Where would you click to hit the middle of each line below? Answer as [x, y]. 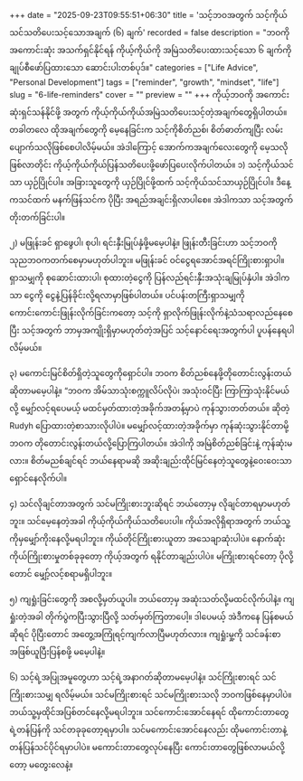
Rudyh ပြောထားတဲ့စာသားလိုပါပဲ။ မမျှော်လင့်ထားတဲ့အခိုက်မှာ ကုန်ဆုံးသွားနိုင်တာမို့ [149, 426]
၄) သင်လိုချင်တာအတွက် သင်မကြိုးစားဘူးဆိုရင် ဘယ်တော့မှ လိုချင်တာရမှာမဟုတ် [150, 503]
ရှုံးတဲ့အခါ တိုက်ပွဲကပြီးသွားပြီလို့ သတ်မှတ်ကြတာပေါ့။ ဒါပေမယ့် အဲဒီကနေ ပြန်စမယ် [151, 616]
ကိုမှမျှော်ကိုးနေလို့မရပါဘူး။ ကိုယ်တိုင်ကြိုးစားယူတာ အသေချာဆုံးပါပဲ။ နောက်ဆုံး [147, 539]
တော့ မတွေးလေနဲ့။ [42, 765]
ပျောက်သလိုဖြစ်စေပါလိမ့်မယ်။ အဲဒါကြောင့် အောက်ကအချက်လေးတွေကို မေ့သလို [149, 147]
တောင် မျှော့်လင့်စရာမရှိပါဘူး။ [61, 574]
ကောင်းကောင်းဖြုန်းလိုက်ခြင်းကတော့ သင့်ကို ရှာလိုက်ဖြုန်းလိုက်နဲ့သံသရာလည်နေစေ [151, 313]
